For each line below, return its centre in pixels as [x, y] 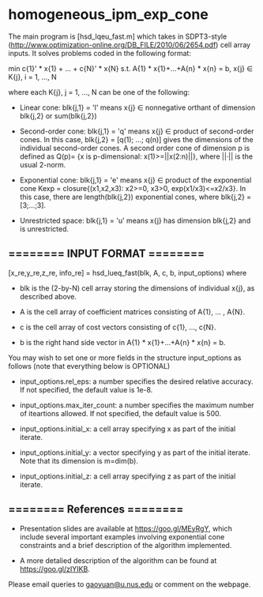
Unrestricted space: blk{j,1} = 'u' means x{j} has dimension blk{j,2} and [135, 220]
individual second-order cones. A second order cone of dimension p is [135, 148]
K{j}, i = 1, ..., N [32, 77]
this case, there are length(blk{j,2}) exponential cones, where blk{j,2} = [135, 197]
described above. [48, 296]
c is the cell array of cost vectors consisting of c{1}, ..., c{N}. [118, 327]
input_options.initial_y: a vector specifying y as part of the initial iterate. [135, 452]
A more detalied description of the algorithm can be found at [118, 560]
